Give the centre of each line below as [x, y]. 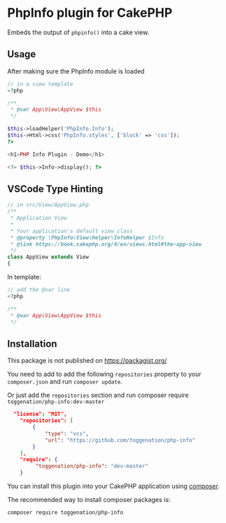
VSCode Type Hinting [55, 189]
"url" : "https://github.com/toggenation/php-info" [120, 440]
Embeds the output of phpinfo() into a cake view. [78, 32]
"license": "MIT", [41, 414]
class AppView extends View [48, 257]
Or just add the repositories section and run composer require [98, 395]
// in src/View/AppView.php [48, 205]
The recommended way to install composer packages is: [89, 500]
